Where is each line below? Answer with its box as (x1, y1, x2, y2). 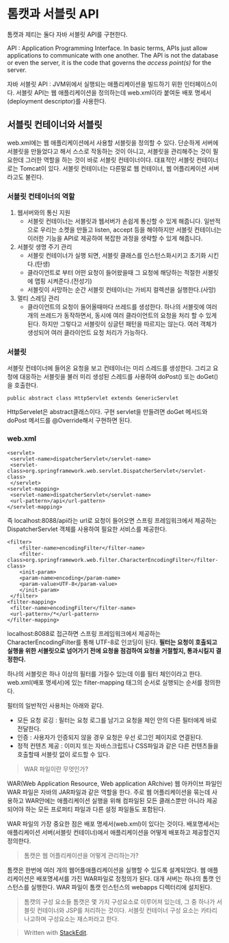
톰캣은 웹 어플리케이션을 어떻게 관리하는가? (23, 851, 139, 859)
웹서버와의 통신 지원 (16, 208, 70, 217)
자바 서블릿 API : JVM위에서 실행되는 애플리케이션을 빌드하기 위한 (7, 79, 183, 88)
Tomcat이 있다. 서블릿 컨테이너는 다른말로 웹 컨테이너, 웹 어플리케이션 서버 (19, 164, 219, 172)
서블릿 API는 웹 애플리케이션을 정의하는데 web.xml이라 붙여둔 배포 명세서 (16, 88, 212, 97)
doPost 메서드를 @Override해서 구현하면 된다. (7, 416, 132, 425)
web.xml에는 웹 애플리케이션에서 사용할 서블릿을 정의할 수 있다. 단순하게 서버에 (7, 138, 219, 147)
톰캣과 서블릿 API (7, 6, 99, 22)
